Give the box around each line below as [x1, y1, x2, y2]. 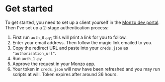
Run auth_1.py [12, 55, 42, 61]
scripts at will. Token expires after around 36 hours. [12, 71, 118, 77]
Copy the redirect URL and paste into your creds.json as [12, 45, 128, 51]
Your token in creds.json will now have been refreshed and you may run [12, 66, 161, 72]
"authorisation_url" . [12, 50, 56, 56]
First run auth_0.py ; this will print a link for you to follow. [12, 34, 127, 40]
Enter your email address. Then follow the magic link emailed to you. [12, 39, 153, 45]
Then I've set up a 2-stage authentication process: [5, 24, 109, 30]
